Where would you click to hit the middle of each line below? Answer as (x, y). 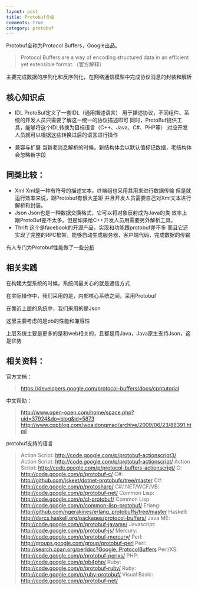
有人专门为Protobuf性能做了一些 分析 (50, 247)
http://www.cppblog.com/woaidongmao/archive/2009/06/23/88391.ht (106, 425)
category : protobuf (30, 28)
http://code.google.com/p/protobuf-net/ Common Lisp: (87, 493)
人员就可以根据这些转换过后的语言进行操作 (66, 135)
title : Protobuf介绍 (30, 17)
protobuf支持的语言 (29, 443)
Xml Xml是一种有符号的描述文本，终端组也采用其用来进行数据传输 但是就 (103, 190)
